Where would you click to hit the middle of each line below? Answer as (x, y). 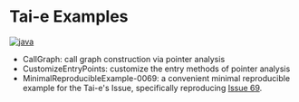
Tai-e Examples (69, 17)
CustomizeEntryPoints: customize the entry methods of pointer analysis (156, 69)
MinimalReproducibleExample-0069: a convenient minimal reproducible (156, 78)
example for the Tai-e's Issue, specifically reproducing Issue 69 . (142, 88)
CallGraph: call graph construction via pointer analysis (124, 59)
